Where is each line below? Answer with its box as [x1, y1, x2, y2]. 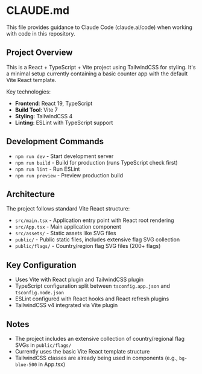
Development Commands [6, 136, 104, 147]
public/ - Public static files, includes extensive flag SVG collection [14, 236, 180, 243]
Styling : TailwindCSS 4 [14, 112, 73, 119]
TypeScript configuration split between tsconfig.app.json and [14, 282, 171, 290]
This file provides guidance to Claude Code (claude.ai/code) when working [6, 24, 193, 31]
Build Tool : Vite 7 [14, 106, 58, 113]
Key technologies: [6, 88, 51, 95]
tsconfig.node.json [14, 290, 65, 296]
